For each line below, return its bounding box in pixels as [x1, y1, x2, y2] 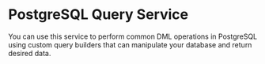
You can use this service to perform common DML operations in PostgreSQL [8, 32, 258, 41]
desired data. [8, 48, 51, 58]
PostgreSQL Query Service [8, 6, 188, 24]
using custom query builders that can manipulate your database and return [8, 40, 252, 49]
